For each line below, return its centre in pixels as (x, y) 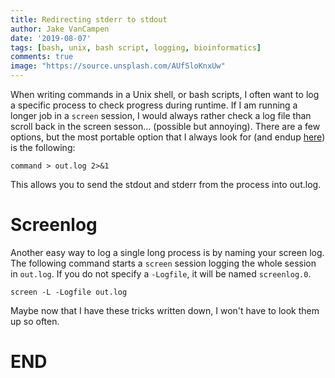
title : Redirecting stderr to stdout (89, 19)
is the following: (43, 147)
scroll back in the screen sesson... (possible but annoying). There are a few (165, 126)
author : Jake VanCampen (60, 29)
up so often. (35, 321)
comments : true (42, 57)
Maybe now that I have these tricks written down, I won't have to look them (165, 310)
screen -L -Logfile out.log (69, 292)
